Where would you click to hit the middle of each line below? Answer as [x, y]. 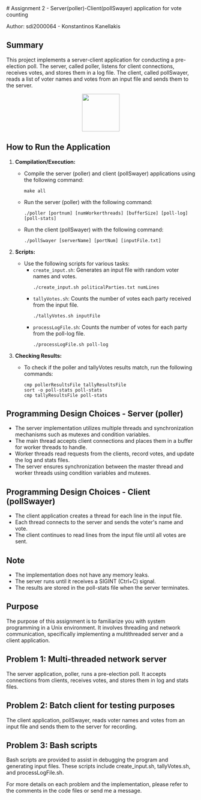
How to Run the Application [58, 147]
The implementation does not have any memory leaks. [82, 575]
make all [35, 191]
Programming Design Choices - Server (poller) [95, 414]
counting [17, 14]
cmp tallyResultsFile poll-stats [66, 395]
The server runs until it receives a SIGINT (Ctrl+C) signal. [85, 581]
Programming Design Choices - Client [78, 492]
